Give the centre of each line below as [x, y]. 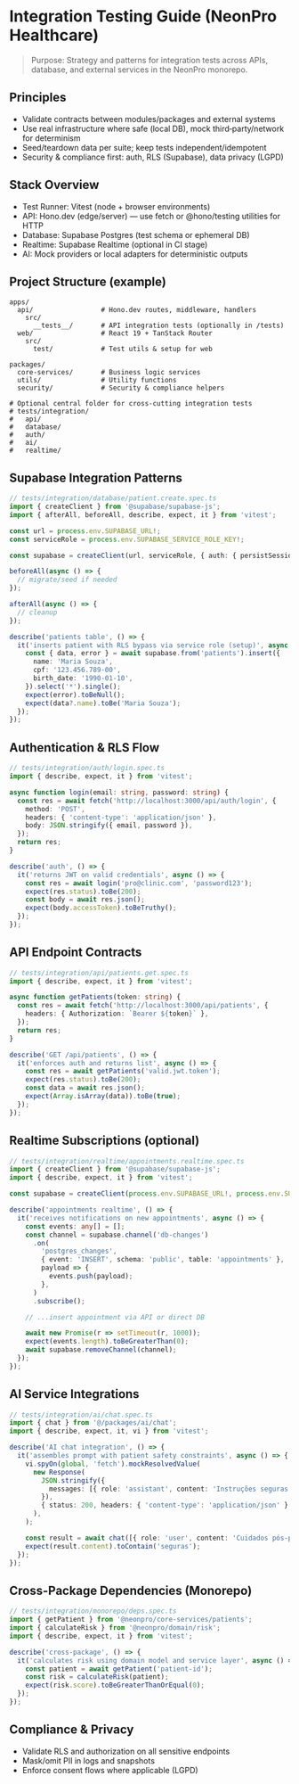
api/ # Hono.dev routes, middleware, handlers [137, 310]
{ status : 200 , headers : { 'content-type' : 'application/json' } [165, 1505]
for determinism [51, 138]
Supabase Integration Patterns [96, 477]
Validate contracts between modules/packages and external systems [149, 119]
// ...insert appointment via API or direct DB [115, 1317]
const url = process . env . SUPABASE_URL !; [85, 531]
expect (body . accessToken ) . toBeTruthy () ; [101, 908]
